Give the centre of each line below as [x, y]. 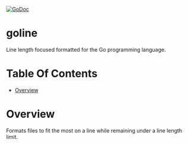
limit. [12, 137]
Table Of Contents [52, 74]
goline [22, 33]
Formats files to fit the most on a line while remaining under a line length [94, 130]
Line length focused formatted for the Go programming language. [86, 49]
